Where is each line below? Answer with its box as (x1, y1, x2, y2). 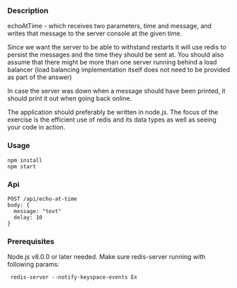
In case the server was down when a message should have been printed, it (7, 87, 226, 96)
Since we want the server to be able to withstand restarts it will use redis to (7, 43, 226, 52)
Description (7, 6, 49, 16)
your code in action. (7, 123, 66, 132)
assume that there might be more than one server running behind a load (7, 58, 217, 67)
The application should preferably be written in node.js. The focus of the (7, 108, 219, 117)
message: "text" (13, 207, 62, 214)
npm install (7, 156, 42, 164)
